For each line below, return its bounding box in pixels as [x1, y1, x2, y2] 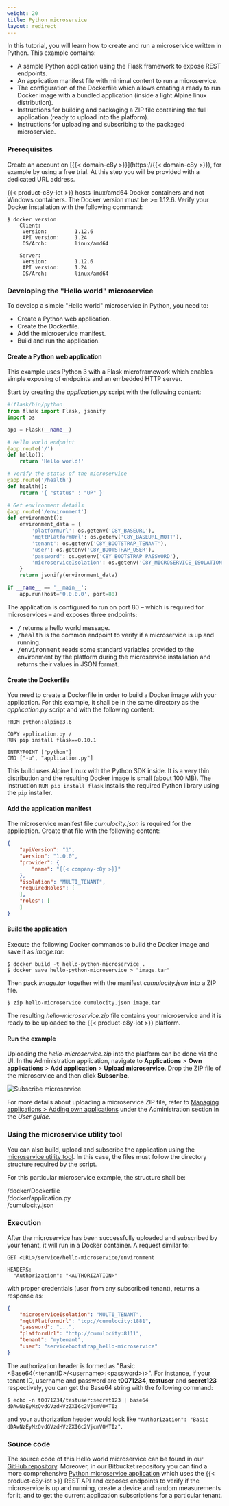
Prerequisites [7, 145, 53, 154]
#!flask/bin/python [7, 402, 63, 409]
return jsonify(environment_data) [19, 572, 118, 579]
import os [7, 414, 36, 421]
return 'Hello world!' [19, 458, 84, 465]
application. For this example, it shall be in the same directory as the [7, 699, 200, 707]
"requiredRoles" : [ [19, 885, 75, 892]
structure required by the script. [7, 1160, 97, 1168]
